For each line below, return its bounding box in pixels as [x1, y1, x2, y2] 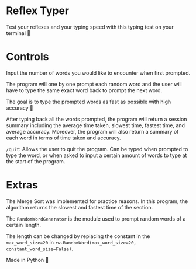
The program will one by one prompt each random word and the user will [6, 81, 183, 88]
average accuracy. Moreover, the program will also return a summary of [6, 128, 179, 135]
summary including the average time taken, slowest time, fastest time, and [6, 121, 185, 129]
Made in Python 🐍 [6, 256, 49, 263]
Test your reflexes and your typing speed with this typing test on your [6, 23, 174, 30]
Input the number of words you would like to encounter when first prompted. [6, 69, 191, 76]
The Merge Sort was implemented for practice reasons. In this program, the [6, 197, 188, 205]
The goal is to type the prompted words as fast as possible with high [6, 98, 171, 105]
